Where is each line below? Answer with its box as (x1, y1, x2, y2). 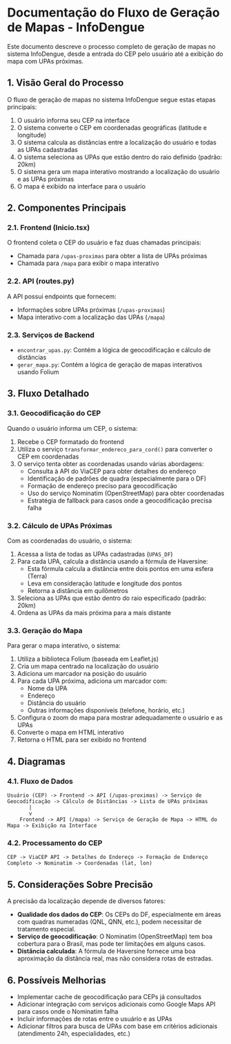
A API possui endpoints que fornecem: (7, 292, 117, 300)
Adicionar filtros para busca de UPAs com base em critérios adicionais (17, 1022, 218, 1030)
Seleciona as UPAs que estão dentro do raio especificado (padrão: (17, 594, 207, 602)
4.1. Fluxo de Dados (7, 776, 74, 786)
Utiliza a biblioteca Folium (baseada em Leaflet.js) (17, 655, 159, 664)
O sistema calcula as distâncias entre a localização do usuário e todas (17, 138, 217, 146)
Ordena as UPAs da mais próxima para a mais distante (17, 609, 171, 617)
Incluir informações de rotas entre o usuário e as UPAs (17, 1014, 172, 1023)
